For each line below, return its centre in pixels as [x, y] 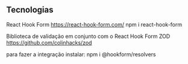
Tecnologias [30, 10]
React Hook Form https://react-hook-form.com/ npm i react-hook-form [94, 24]
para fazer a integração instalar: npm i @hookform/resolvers [81, 54]
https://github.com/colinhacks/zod [49, 42]
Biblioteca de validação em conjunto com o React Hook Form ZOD [88, 36]
